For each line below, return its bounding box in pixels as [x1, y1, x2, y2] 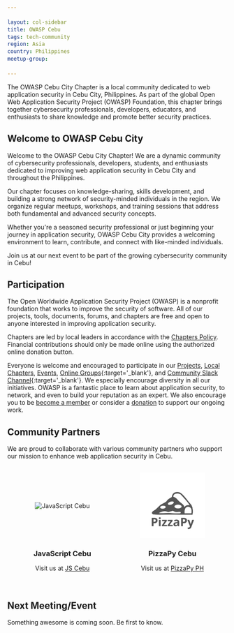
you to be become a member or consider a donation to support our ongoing [7, 399, 225, 407]
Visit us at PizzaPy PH [140, 564, 205, 572]
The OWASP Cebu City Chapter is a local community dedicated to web [7, 82, 211, 91]
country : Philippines [7, 48, 71, 55]
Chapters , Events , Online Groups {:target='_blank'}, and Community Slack [7, 368, 219, 377]
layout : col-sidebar [7, 18, 68, 26]
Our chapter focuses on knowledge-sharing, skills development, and [7, 187, 205, 195]
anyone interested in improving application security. [7, 320, 156, 328]
